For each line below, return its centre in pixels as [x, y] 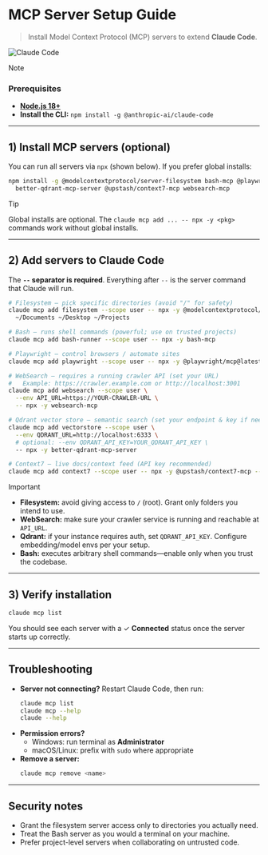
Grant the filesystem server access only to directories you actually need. [139, 825]
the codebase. [43, 562]
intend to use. [42, 511]
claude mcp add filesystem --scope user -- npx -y [94, 310]
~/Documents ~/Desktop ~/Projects [73, 318]
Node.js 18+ [40, 106]
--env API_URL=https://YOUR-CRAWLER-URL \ [87, 398]
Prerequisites [35, 88]
